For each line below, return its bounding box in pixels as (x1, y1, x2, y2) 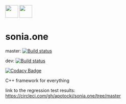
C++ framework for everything (5, 77, 70, 84)
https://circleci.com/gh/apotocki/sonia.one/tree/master (5, 92, 121, 99)
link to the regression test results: (5, 87, 75, 93)
